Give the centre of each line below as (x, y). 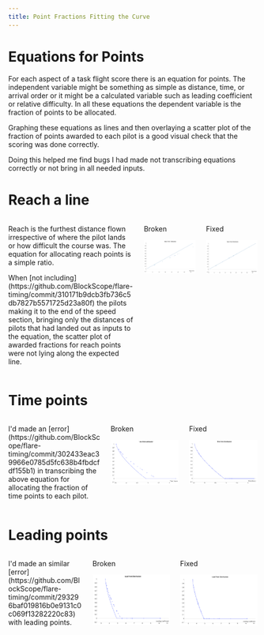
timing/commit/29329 (43, 597)
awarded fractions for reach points (64, 344)
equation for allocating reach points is (70, 254)
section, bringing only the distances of (71, 319)
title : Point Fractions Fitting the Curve (79, 17)
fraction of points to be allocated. (62, 112)
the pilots (111, 302)
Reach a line (49, 199)
